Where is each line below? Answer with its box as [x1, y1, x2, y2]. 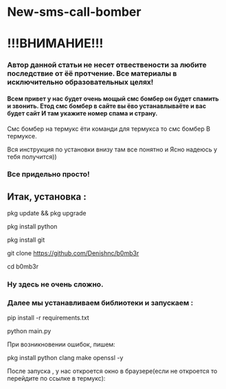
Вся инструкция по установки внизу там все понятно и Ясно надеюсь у [7, 145, 218, 154]
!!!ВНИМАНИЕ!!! [7, 36, 104, 52]
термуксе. [7, 132, 37, 140]
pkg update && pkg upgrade [7, 209, 87, 218]
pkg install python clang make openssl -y [7, 354, 124, 362]
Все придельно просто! [7, 169, 90, 179]
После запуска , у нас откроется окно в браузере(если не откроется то [7, 367, 218, 375]
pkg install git [7, 235, 45, 244]
